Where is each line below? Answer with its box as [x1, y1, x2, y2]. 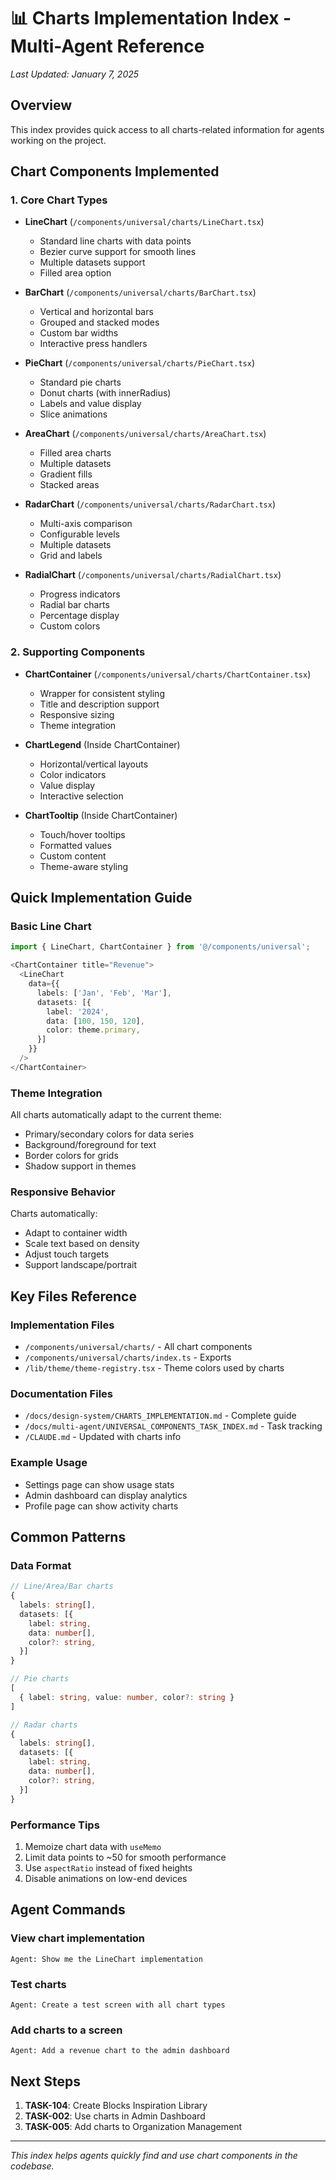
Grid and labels [39, 550, 103, 562]
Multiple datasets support [39, 256, 146, 269]
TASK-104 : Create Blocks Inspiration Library [24, 2100, 208, 2111]
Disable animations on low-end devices [24, 1872, 188, 1884]
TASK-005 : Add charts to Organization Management [24, 2121, 243, 2132]
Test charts [10, 1977, 67, 1991]
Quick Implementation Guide [10, 890, 193, 907]
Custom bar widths [39, 327, 119, 339]
